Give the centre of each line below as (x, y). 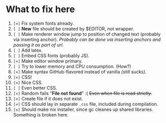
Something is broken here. (41, 114)
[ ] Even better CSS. (35, 88)
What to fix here (40, 9)
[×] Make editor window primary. (48, 61)
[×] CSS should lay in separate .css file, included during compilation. (86, 104)
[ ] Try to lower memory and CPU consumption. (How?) (72, 66)
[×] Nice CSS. (28, 83)
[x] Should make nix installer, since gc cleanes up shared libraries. (83, 109)
